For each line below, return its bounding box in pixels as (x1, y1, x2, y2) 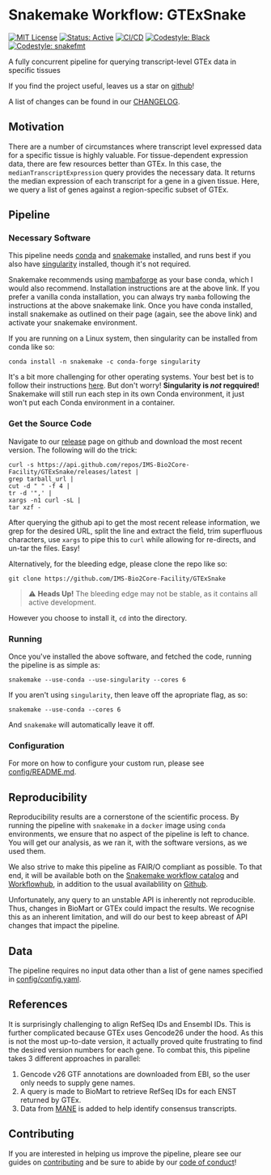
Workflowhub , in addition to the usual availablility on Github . (8, 880, 209, 889)
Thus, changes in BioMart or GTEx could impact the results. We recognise (8, 904, 255, 914)
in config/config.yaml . (8, 974, 82, 984)
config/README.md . (8, 767, 77, 777)
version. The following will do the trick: (8, 445, 138, 455)
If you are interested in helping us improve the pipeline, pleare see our (8, 1148, 242, 1158)
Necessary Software (8, 232, 91, 244)
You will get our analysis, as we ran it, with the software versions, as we (8, 838, 248, 847)
